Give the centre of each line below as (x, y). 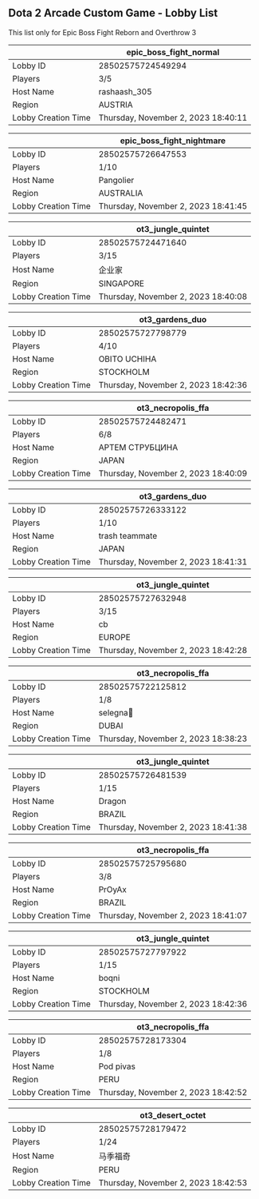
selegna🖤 (116, 712)
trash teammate (128, 536)
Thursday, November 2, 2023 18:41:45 (173, 205)
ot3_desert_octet (173, 1115)
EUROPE (115, 637)
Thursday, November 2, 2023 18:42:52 (173, 1092)
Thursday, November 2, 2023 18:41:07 (173, 915)
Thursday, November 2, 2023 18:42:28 (173, 650)
